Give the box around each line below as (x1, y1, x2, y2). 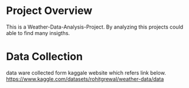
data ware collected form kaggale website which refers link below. (6, 69, 166, 76)
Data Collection (6, 50, 83, 64)
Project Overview (6, 4, 93, 17)
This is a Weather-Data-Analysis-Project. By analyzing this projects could (6, 23, 184, 30)
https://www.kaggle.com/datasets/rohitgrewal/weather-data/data (6, 75, 164, 82)
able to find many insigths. (6, 29, 70, 36)
